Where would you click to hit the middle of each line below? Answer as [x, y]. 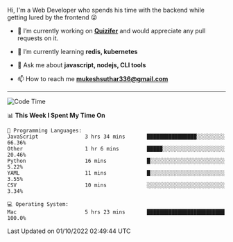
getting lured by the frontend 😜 [52, 17]
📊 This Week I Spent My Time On [56, 115]
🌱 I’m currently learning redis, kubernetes [77, 52]
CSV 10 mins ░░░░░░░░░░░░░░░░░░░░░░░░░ [116, 185]
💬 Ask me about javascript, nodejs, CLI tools [81, 65]
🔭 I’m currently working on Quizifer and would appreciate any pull [111, 31]
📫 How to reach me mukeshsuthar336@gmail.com [93, 79]
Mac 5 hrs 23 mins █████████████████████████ [116, 212]
